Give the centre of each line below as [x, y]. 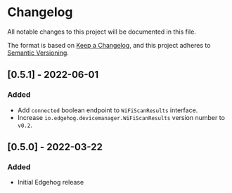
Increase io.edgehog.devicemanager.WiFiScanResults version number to [121, 117]
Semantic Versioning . [38, 53]
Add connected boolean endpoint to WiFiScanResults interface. [108, 110]
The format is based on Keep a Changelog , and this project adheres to [109, 45]
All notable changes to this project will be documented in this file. [102, 32]
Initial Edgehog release [51, 182]
